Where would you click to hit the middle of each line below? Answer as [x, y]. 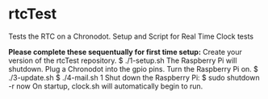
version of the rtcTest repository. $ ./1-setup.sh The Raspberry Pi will [123, 60]
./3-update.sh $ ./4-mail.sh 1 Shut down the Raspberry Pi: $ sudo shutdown [134, 77]
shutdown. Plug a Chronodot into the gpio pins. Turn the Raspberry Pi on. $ [133, 68]
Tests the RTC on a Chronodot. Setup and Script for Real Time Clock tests [131, 36]
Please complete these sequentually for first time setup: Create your [125, 52]
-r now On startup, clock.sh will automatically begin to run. [106, 86]
